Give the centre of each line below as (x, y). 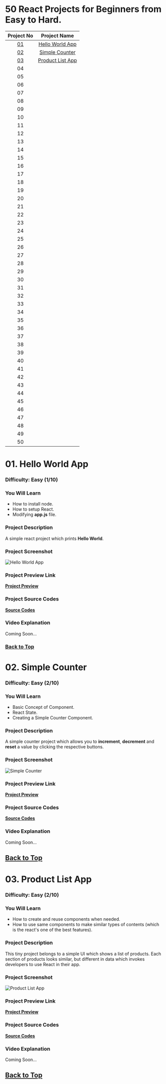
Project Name (57, 35)
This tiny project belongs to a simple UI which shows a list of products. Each (83, 954)
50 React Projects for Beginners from (83, 9)
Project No (20, 35)
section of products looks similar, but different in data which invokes (75, 959)
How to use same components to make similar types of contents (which (86, 925)
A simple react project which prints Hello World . (54, 539)
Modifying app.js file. (34, 515)
